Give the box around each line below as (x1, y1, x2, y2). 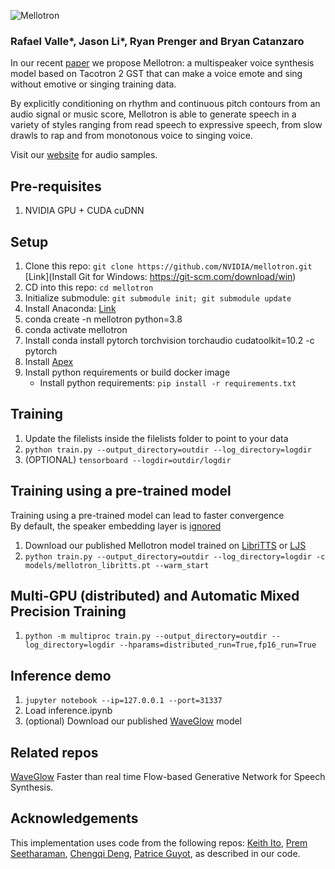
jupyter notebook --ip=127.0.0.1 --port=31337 (24, 696, 223, 706)
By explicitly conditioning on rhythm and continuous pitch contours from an (10, 98, 321, 110)
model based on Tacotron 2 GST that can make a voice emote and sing (10, 68, 303, 80)
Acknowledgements (10, 810, 139, 827)
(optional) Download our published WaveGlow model (24, 715, 243, 727)
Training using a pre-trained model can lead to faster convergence (10, 509, 285, 521)
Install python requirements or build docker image (24, 366, 231, 378)
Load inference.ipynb (24, 705, 113, 717)
